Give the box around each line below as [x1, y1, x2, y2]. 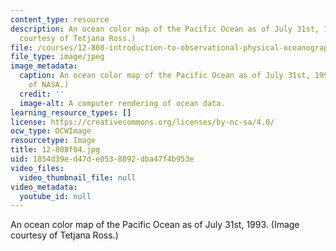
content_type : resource [10, 14, 110, 25]
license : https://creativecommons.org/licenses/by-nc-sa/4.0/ [10, 117, 275, 127]
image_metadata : [10, 61, 78, 71]
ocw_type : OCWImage [10, 126, 92, 136]
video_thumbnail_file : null [19, 172, 137, 183]
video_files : [10, 163, 65, 173]
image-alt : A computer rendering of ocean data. [19, 98, 226, 108]
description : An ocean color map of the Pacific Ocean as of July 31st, [10, 24, 320, 34]
